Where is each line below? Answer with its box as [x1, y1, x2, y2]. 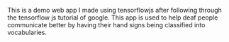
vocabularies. [7, 28, 48, 36]
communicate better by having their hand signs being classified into [7, 21, 206, 29]
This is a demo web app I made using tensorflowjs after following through [7, 6, 222, 14]
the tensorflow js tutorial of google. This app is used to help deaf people [7, 13, 218, 22]
